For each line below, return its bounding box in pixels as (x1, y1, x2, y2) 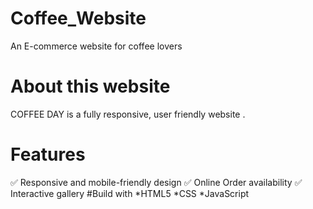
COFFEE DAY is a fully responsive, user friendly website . (10, 108, 246, 120)
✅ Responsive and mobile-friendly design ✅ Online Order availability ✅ (10, 176, 303, 188)
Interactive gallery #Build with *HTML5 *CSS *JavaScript (10, 187, 250, 199)
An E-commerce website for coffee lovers (10, 40, 183, 52)
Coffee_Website (10, 7, 147, 30)
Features (10, 143, 86, 166)
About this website (10, 75, 171, 98)
